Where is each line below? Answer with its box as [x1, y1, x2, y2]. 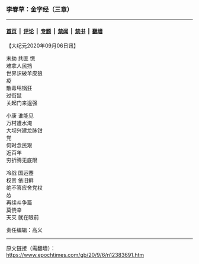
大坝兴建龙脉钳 [6, 127, 43, 134]
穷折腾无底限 [6, 156, 37, 164]
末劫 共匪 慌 [6, 55, 36, 62]
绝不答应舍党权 [6, 184, 43, 191]
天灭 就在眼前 [6, 213, 39, 221]
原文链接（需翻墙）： [6, 244, 56, 252]
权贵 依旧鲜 [6, 177, 34, 184]
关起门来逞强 [6, 99, 37, 106]
